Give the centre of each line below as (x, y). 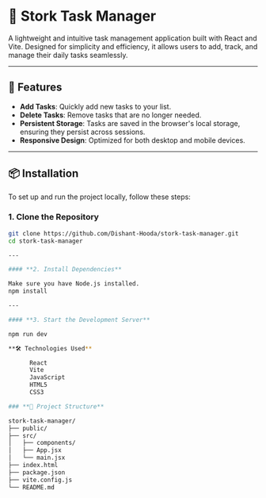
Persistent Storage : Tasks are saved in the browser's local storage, (130, 123)
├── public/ (28, 428)
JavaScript (47, 377)
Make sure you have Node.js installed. (74, 284)
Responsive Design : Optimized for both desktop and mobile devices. (132, 140)
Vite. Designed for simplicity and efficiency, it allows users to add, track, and (133, 46)
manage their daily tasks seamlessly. (68, 55)
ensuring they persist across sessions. (82, 132)
